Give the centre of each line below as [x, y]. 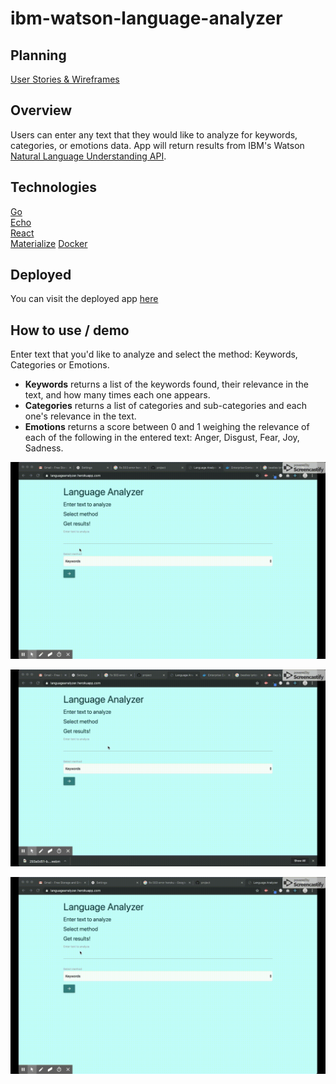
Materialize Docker [49, 243]
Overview [41, 110]
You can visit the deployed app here [84, 299]
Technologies [54, 187]
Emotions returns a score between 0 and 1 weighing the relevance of [167, 427]
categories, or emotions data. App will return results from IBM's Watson [157, 145]
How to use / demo [70, 330]
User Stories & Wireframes [65, 79]
